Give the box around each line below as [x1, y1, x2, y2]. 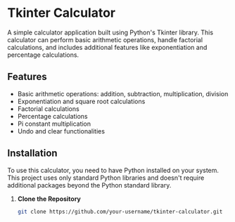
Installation [7, 148, 58, 159]
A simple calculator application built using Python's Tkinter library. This [7, 28, 213, 37]
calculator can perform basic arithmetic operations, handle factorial [7, 35, 203, 44]
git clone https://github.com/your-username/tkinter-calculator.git [17, 208, 223, 215]
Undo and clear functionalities [17, 126, 106, 135]
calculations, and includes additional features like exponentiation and [7, 43, 208, 51]
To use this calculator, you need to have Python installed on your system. [7, 166, 220, 174]
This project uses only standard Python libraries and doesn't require [7, 174, 205, 182]
